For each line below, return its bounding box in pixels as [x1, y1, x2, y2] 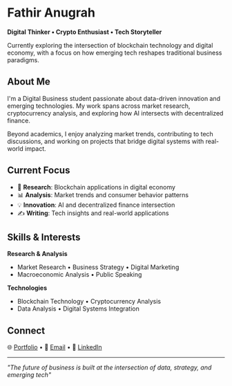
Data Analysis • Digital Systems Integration [17, 304, 139, 313]
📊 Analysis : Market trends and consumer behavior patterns [17, 190, 188, 199]
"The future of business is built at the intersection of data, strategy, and [7, 363, 212, 371]
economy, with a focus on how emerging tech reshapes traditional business [7, 48, 222, 57]
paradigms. [7, 55, 39, 64]
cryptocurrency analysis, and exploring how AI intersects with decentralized [7, 109, 224, 117]
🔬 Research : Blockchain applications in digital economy [17, 183, 176, 191]
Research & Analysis [7, 250, 68, 258]
